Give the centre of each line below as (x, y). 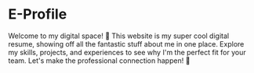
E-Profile (38, 14)
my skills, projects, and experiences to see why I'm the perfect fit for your (127, 52)
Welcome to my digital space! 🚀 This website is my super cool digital (119, 36)
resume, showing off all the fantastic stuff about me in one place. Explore (126, 43)
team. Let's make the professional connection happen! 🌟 (99, 61)
